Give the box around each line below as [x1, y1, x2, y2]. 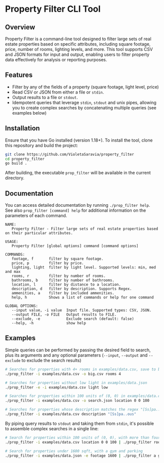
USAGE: [5, 239, 19, 244]
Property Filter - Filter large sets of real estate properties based [11, 226, 159, 231]
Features [5, 71, 33, 79]
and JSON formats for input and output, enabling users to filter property [5, 51, 150, 57]
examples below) [12, 110, 47, 116]
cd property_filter [5, 156, 45, 161]
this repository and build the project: [5, 142, 78, 148]
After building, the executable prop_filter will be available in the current [5, 170, 151, 176]
